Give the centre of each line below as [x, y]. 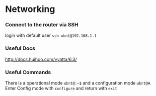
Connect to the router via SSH [42, 25]
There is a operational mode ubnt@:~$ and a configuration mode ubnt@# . [78, 83]
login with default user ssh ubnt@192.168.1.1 [51, 35]
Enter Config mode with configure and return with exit [61, 89]
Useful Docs [20, 48]
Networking [30, 9]
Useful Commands [28, 72]
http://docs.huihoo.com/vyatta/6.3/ [41, 59]
